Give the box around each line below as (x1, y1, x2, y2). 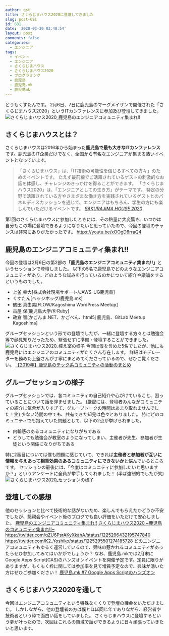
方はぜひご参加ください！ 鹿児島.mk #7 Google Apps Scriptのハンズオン (5, 569, 155, 575)
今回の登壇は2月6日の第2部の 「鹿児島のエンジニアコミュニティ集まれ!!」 (5, 260, 158, 266)
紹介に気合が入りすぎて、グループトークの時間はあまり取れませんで (14, 405, 155, 411)
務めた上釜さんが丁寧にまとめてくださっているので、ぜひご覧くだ (18, 356, 155, 362)
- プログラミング (10, 73, 41, 78)
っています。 (22, 157, 49, 163)
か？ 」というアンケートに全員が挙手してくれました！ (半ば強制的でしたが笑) (5, 470, 164, 476)
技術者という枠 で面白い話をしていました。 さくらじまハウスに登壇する (5, 612, 152, 618)
